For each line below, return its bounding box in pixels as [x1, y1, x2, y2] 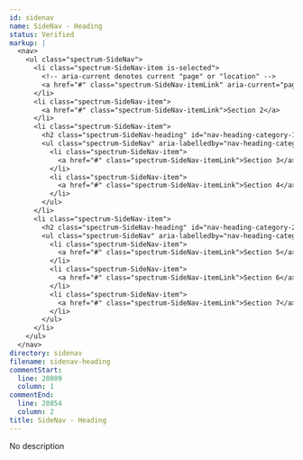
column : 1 [17, 382, 54, 391]
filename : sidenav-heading [9, 357, 111, 366]
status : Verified [9, 30, 75, 39]
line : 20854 [17, 399, 63, 409]
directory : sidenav [9, 348, 83, 357]
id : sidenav [9, 13, 54, 23]
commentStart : [9, 365, 63, 374]
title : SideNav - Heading [9, 416, 106, 425]
